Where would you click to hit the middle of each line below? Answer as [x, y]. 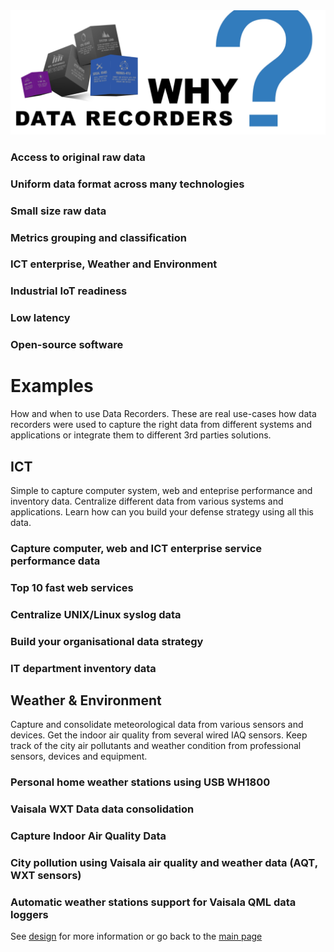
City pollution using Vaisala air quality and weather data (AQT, [164, 863]
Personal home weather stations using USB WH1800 [140, 782]
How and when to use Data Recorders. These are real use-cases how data [163, 414]
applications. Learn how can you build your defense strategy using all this [162, 511]
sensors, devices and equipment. [79, 756]
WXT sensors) [46, 876]
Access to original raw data [78, 157]
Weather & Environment [86, 700]
